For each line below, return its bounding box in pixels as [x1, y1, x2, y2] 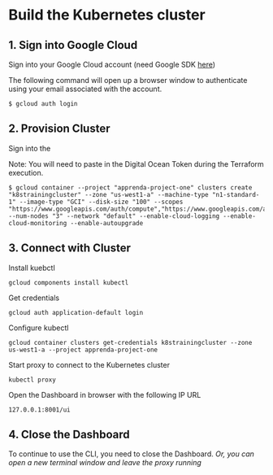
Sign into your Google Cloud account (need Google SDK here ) [8, 59, 216, 69]
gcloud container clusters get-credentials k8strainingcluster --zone [8, 338, 253, 346]
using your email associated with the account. [8, 84, 162, 94]
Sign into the [8, 143, 51, 153]
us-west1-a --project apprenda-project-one [8, 346, 158, 354]
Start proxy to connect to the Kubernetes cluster [8, 360, 171, 369]
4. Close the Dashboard [8, 428, 130, 442]
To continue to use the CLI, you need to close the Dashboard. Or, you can [8, 449, 254, 459]
